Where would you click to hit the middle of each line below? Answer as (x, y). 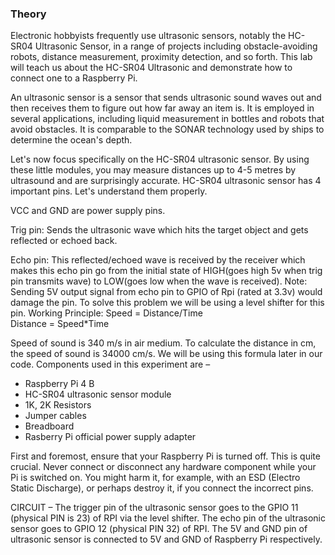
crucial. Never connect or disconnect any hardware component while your (163, 467)
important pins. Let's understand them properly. (109, 191)
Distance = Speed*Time (60, 324)
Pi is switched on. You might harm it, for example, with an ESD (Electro (155, 478)
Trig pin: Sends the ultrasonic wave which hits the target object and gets (159, 230)
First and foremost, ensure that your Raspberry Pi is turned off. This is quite (165, 456)
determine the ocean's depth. (71, 140)
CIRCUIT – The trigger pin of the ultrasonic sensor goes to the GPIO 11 (154, 508)
